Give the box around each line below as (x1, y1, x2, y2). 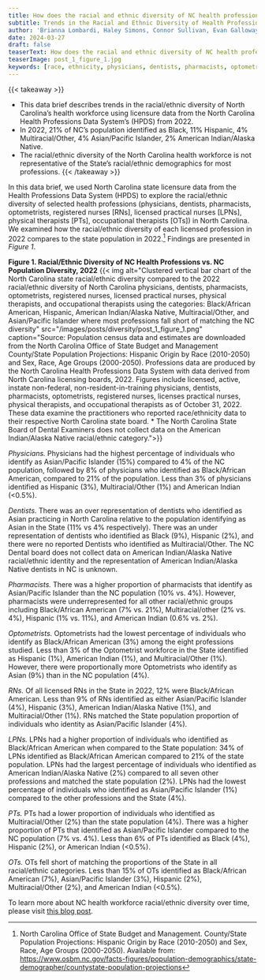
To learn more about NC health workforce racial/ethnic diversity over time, (8, 898, 250, 907)
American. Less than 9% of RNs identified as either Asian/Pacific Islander (8, 694, 247, 704)
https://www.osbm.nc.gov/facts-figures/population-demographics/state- (19, 954, 257, 963)
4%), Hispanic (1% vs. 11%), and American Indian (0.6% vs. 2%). (8, 613, 218, 623)
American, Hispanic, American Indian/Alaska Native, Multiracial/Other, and (8, 308, 250, 317)
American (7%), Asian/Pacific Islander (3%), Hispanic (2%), (8, 874, 203, 884)
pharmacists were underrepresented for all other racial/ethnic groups (8, 597, 233, 606)
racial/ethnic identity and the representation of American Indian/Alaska (8, 556, 238, 566)
